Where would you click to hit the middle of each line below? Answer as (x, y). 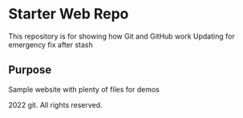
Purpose (30, 70)
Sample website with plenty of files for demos (84, 89)
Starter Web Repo (69, 14)
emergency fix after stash (51, 44)
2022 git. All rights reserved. (55, 104)
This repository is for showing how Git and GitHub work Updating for (121, 36)
